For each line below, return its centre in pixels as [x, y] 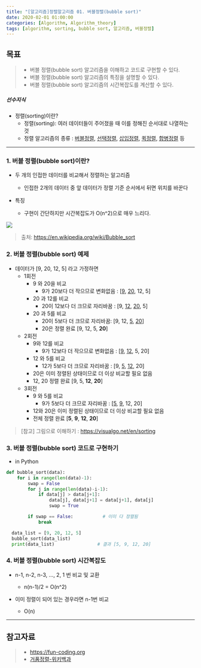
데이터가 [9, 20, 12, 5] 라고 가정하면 [57, 268]
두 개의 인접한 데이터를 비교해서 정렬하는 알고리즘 [72, 175]
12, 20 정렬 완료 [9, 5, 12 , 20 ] [68, 380]
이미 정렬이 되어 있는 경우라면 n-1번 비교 [62, 599]
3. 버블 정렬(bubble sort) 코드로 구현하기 [62, 448]
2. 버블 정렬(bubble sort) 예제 [48, 254]
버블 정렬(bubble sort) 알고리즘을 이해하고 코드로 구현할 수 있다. [105, 70]
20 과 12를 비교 [51, 298]
